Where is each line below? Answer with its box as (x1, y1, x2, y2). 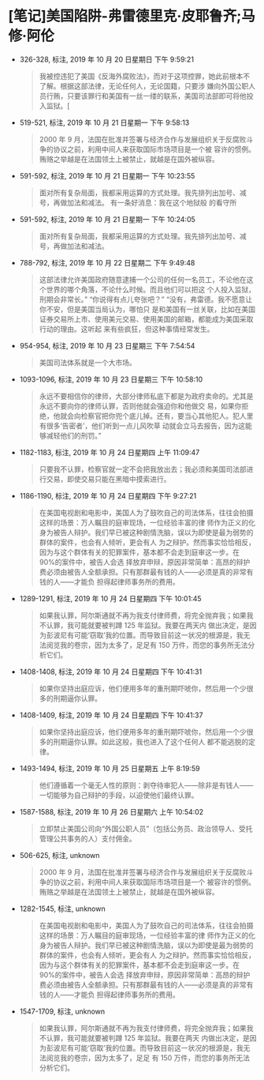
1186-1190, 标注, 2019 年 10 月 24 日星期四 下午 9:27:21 (19, 491, 197, 500)
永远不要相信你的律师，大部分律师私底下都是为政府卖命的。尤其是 (39, 391, 254, 401)
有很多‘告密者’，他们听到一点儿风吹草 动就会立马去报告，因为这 (39, 420, 246, 431)
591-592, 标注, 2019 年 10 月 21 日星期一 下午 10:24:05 (19, 214, 195, 224)
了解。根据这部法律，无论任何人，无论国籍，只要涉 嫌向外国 (39, 81, 235, 91)
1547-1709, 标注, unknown (19, 1007, 106, 1016)
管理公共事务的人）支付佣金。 (39, 834, 136, 843)
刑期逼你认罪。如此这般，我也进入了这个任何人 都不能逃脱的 (53, 736, 249, 747)
